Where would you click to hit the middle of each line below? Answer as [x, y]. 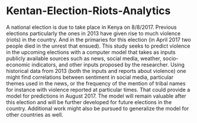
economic [18, 64]
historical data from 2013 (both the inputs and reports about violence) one [96, 71]
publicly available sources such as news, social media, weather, [84, 58]
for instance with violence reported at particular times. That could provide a [98, 89]
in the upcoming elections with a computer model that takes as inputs [91, 52]
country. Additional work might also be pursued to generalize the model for [98, 108]
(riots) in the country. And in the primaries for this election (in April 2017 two [98, 39]
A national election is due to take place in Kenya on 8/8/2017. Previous [91, 27]
